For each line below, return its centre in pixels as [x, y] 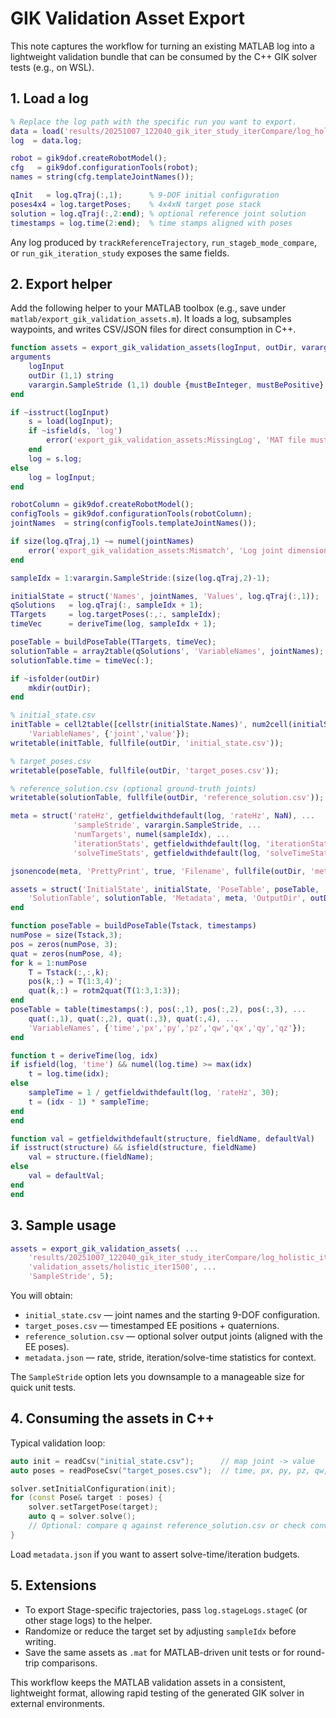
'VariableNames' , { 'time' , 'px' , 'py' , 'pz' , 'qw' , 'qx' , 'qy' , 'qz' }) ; [167, 1028]
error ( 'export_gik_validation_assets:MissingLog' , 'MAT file [176, 440]
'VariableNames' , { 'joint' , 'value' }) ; [109, 734]
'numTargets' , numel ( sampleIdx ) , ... [151, 835]
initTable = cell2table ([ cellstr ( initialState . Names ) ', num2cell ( [151, 725]
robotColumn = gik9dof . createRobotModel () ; [102, 505]
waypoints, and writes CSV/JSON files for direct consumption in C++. [153, 329]
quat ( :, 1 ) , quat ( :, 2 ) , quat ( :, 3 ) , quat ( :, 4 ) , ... [134, 1018]
